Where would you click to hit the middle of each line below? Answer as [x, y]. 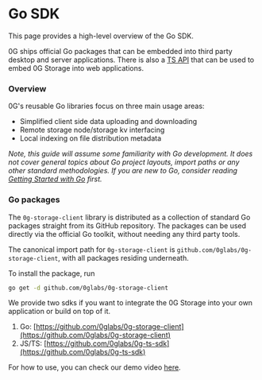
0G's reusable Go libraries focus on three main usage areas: [106, 106]
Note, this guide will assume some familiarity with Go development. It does [131, 154]
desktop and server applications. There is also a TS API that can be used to [131, 60]
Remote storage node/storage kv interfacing [92, 130]
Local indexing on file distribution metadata [91, 138]
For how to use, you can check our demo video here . [94, 367]
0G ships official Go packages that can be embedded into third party [120, 51]
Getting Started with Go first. [55, 179]
